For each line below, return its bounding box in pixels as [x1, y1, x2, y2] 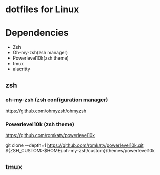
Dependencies [5, 27, 69, 39]
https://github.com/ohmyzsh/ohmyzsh [5, 108, 86, 114]
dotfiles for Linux [5, 4, 79, 15]
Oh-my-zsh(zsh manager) [12, 50, 68, 56]
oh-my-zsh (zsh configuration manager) [5, 96, 108, 103]
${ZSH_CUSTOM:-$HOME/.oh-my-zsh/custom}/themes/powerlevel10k [5, 148, 155, 154]
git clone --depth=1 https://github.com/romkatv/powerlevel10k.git [5, 142, 144, 148]
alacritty [12, 66, 31, 72]
